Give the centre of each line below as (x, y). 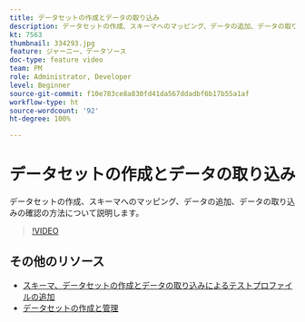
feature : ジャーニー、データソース (68, 52)
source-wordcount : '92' (54, 111)
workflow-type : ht (44, 102)
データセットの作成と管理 (70, 307)
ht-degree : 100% (40, 119)
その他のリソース (57, 262)
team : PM (26, 69)
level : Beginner (40, 85)
